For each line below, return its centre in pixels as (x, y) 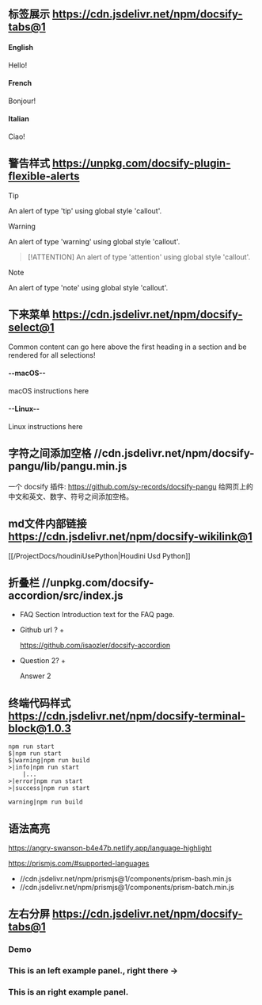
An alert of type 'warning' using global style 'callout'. (94, 241)
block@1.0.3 (40, 728)
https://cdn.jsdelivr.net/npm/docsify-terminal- (127, 716)
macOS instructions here (49, 390)
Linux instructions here (46, 427)
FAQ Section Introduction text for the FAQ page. (97, 615)
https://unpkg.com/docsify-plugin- (141, 164)
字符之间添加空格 (50, 453)
